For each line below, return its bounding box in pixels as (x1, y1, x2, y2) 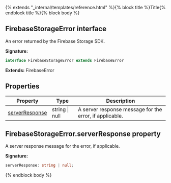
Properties (5, 82, 40, 91)
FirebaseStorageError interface (5, 25, 107, 33)
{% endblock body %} (5, 172, 52, 178)
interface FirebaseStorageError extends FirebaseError (5, 58, 124, 63)
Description (106, 97, 135, 104)
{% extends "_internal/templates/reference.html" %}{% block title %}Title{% (5, 5, 166, 10)
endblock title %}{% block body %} (5, 10, 80, 16)
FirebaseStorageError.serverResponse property (5, 129, 161, 138)
